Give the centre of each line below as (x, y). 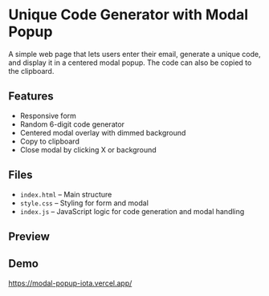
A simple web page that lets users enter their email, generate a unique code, (134, 54)
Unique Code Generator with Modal (128, 15)
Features (31, 97)
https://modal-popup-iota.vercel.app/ (70, 283)
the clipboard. (31, 71)
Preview (29, 236)
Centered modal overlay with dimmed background (103, 132)
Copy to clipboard (50, 141)
